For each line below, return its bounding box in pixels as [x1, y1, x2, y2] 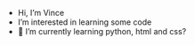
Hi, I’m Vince [17, 8, 65, 18]
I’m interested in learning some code [17, 17, 152, 27]
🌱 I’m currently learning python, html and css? [17, 26, 187, 36]
